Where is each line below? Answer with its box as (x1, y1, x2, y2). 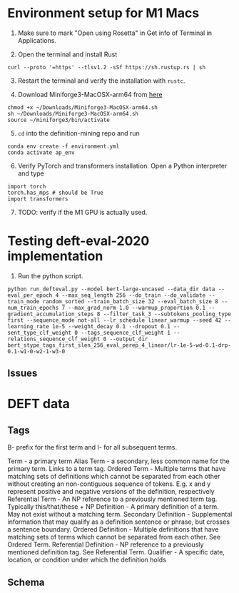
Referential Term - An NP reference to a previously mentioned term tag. (7, 495, 218, 504)
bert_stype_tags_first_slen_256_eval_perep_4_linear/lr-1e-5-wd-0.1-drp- (7, 341, 232, 349)
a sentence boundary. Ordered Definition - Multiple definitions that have (7, 525, 219, 534)
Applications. (17, 36, 57, 44)
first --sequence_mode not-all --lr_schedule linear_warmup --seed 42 (7, 316, 222, 324)
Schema (7, 576, 45, 588)
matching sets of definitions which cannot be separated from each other (7, 472, 220, 481)
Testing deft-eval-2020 (7, 233, 150, 249)
